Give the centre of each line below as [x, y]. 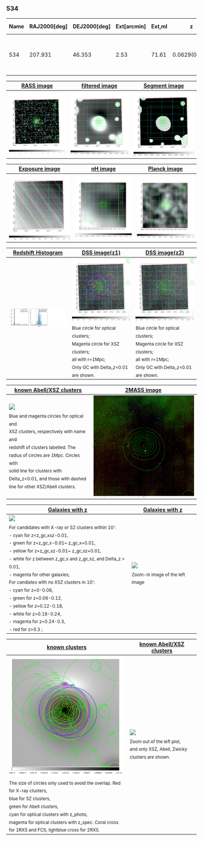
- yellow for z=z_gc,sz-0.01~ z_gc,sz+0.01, [55, 551]
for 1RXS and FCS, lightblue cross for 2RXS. [54, 830]
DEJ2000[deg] [91, 27]
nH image [103, 169]
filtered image [99, 86]
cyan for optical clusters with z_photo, [48, 814]
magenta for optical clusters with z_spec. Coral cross [64, 822]
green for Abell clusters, [34, 807]
